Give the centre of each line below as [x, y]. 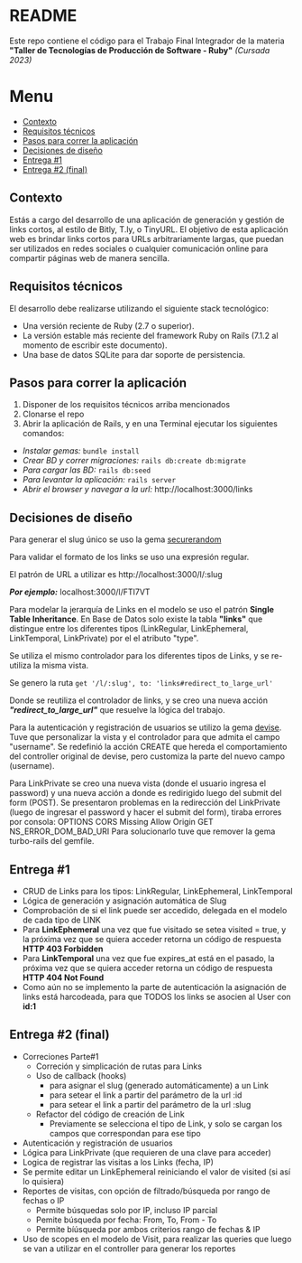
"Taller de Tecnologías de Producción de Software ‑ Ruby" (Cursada [140, 50]
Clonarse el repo [53, 414]
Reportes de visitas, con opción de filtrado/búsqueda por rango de [146, 1191]
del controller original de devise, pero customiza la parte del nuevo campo [147, 756]
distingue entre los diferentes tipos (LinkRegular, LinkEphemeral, [129, 629]
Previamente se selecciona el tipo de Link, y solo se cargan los [166, 1123]
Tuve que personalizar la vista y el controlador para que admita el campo [145, 737]
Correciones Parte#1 [60, 1056]
